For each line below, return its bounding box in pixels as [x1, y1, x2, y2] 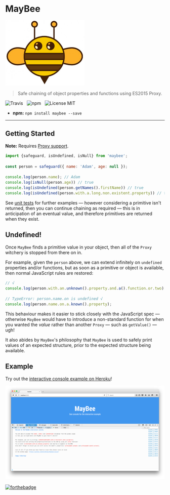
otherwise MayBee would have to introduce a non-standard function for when [5, 316, 164, 322]
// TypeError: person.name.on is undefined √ [5, 297, 103, 302]
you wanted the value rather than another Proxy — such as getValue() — [5, 322, 157, 328]
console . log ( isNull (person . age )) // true [5, 180, 94, 185]
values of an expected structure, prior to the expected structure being [5, 342, 151, 348]
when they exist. [5, 216, 39, 222]
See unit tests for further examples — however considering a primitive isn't [5, 199, 161, 205]
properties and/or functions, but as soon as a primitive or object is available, [5, 264, 164, 271]
